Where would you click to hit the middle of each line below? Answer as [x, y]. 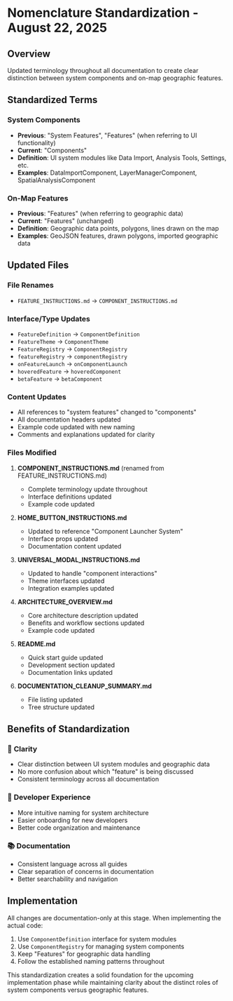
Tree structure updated [61, 707]
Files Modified [32, 452]
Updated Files [38, 266]
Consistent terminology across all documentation [88, 779]
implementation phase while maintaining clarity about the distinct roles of [113, 982]
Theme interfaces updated [66, 581]
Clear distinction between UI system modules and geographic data [113, 764]
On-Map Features [38, 198]
